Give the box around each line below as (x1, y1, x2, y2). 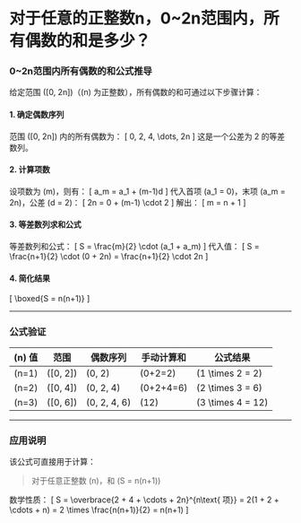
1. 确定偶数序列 (9, 109, 64, 120)
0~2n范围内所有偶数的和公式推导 (9, 65, 152, 77)
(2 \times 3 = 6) (196, 381, 262, 394)
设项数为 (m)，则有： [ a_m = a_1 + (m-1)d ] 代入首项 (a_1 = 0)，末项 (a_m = (9, 186, 287, 196)
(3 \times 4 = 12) (196, 396, 269, 408)
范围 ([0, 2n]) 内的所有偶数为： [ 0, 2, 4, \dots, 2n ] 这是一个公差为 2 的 (9, 131, 271, 142)
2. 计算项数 (9, 164, 51, 175)
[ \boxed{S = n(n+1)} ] (9, 293, 90, 304)
